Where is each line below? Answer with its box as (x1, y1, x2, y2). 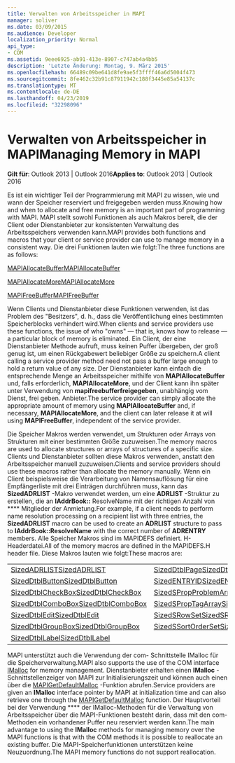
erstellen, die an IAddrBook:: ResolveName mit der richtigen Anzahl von (7, 497, 215, 505)
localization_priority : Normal (7, 36, 99, 43)
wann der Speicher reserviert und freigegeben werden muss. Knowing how (7, 198, 222, 207)
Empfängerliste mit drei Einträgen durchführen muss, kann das (7, 481, 187, 490)
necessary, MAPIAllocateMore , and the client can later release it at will (7, 408, 213, 417)
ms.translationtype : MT (7, 82, 77, 89)
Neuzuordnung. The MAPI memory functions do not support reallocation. (7, 748, 216, 756)
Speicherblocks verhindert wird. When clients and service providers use (7, 319, 214, 328)
